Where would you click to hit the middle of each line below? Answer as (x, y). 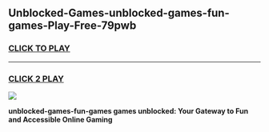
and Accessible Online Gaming (60, 119)
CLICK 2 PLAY (36, 78)
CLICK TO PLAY (39, 49)
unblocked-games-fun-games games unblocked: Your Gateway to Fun (128, 110)
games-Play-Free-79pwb (72, 26)
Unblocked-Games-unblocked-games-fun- (119, 13)
